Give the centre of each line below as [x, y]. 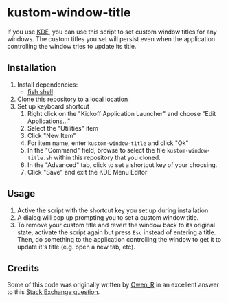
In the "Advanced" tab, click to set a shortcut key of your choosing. [122, 165]
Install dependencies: [47, 85]
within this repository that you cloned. [107, 157]
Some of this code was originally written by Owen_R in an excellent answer [113, 285]
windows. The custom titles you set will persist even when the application [111, 38]
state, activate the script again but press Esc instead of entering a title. [116, 232]
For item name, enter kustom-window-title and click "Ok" [108, 143]
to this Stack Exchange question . [54, 292]
